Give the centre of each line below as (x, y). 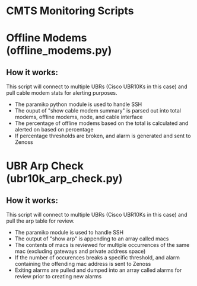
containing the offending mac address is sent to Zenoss (83, 264)
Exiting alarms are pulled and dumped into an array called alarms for (98, 270)
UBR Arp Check (45, 166)
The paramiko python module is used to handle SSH (78, 104)
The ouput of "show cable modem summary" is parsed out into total (98, 111)
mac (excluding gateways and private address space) (80, 251)
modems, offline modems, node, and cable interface (79, 117)
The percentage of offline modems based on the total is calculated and (101, 123)
